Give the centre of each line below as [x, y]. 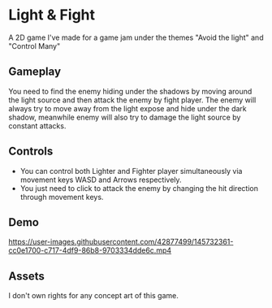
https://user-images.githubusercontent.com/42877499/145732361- [121, 242]
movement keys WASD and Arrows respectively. [101, 180]
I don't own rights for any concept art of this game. [93, 296]
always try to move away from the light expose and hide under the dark [127, 108]
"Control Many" [35, 46]
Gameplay [35, 72]
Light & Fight [52, 15]
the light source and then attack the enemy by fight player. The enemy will [132, 100]
